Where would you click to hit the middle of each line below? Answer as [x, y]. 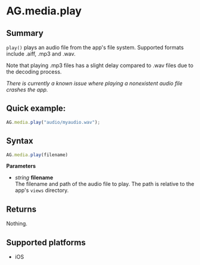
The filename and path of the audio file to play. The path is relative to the [104, 184]
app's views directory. [42, 190]
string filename [34, 178]
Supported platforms [46, 243]
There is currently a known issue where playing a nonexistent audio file [94, 83]
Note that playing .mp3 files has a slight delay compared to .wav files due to [100, 65]
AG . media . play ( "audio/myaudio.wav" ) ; [53, 122]
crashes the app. [27, 90]
